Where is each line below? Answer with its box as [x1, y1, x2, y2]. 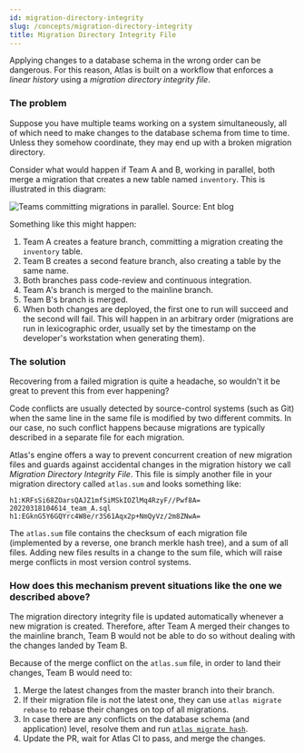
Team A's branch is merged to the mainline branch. [22, 284, 213, 295]
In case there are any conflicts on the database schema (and [22, 714, 250, 725]
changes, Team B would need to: [9, 668, 132, 679]
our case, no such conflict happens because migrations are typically [9, 422, 266, 433]
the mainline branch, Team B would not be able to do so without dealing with [9, 631, 296, 641]
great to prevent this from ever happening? [9, 385, 170, 396]
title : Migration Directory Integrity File [9, 30, 177, 39]
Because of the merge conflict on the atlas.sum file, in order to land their [9, 658, 281, 669]
